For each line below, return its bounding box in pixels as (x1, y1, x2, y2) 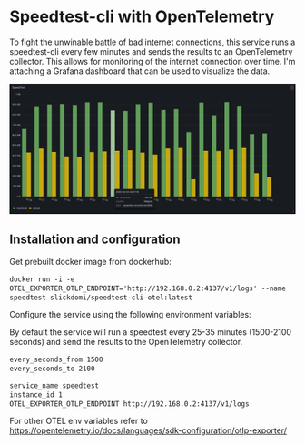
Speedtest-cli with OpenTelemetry (9, 6, 275, 27)
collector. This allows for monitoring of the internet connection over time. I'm (9, 56, 296, 66)
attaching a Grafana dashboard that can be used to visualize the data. (9, 66, 271, 76)
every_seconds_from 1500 (9, 355, 103, 364)
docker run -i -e (9, 275, 75, 284)
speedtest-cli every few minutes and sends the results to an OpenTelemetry (9, 46, 293, 56)
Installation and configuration (9, 232, 181, 248)
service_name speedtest (9, 380, 100, 390)
